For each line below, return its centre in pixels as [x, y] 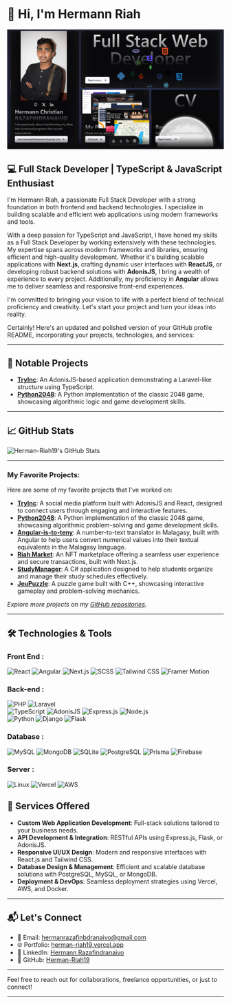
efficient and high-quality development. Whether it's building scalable [106, 257]
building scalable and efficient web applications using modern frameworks [113, 215]
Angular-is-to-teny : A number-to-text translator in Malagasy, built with [118, 532]
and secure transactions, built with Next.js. [78, 562]
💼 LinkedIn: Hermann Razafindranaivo [70, 952]
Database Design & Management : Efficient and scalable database [111, 866]
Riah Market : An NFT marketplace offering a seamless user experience [118, 554]
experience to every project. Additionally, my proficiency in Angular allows [113, 279]
